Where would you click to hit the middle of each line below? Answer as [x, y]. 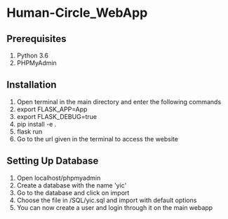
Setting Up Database [53, 161]
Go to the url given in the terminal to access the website [97, 139]
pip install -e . [36, 124]
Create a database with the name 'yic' [72, 185]
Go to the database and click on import [73, 192]
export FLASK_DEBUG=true [57, 116]
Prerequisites [36, 39]
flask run [29, 132]
